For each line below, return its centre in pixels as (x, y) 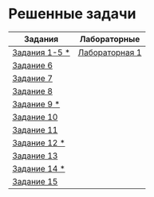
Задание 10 (35, 117)
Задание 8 (33, 91)
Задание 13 (35, 156)
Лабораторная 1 (110, 52)
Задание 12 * (39, 142)
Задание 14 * (39, 168)
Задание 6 (33, 65)
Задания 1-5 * (41, 52)
